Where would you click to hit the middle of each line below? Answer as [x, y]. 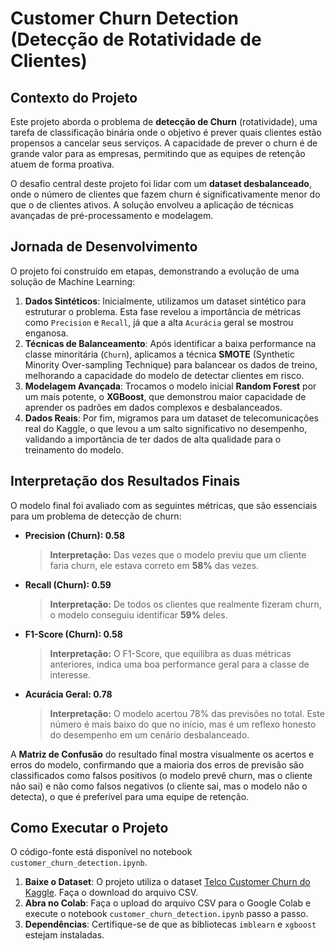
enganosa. [46, 333]
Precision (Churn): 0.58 [75, 535]
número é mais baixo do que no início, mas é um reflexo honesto [183, 724]
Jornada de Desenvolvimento [104, 247]
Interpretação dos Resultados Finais [125, 481]
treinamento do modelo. [74, 449]
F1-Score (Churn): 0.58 [73, 634]
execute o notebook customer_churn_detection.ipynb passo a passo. [166, 914]
